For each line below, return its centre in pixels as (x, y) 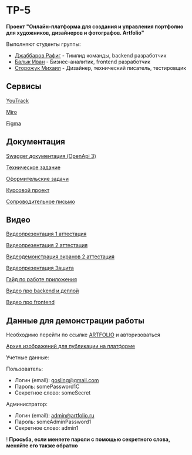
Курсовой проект (28, 190)
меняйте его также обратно (42, 446)
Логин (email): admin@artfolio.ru (55, 416)
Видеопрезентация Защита (40, 268)
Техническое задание (33, 167)
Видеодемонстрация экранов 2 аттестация (60, 257)
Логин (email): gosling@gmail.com (57, 380)
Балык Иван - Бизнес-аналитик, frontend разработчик (82, 62)
